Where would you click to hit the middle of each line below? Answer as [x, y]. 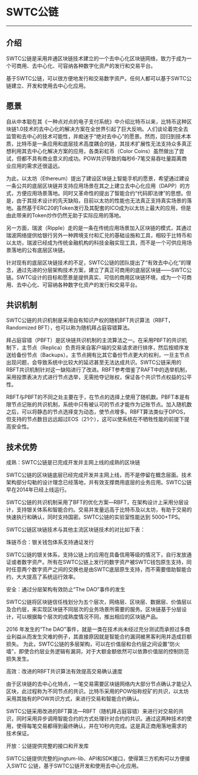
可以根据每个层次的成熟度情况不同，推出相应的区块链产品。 [88, 617]
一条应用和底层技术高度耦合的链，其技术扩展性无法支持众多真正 [114, 144]
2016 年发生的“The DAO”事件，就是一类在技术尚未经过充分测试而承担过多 [95, 629]
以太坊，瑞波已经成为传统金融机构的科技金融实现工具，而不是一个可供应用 [96, 242]
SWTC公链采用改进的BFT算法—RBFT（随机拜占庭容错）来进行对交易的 [92, 711]
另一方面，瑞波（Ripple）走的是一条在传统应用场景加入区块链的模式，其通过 [99, 227]
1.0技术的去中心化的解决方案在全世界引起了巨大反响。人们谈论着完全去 [102, 129]
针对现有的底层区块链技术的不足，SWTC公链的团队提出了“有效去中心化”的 [96, 262]
